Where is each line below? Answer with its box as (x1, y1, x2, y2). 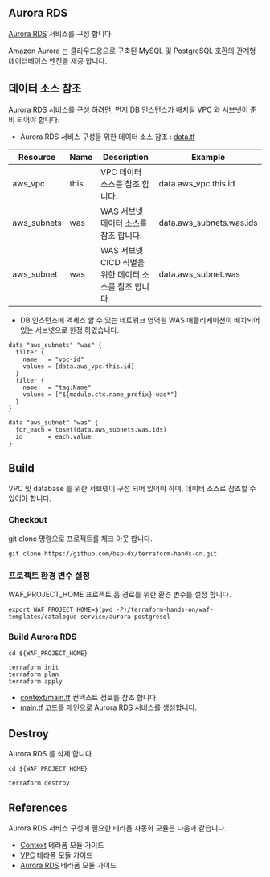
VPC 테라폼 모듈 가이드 (19, 850, 93, 859)
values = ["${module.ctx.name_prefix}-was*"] (22, 390, 178, 399)
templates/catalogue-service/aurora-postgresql (8, 613, 171, 621)
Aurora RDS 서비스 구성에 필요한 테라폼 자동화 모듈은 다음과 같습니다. (8, 823, 227, 833)
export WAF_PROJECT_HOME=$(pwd (8, 606, 113, 614)
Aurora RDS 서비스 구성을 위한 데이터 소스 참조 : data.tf (19, 132, 195, 141)
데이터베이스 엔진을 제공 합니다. (8, 55, 108, 65)
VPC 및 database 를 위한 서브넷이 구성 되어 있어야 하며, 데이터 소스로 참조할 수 (8, 484, 256, 494)
